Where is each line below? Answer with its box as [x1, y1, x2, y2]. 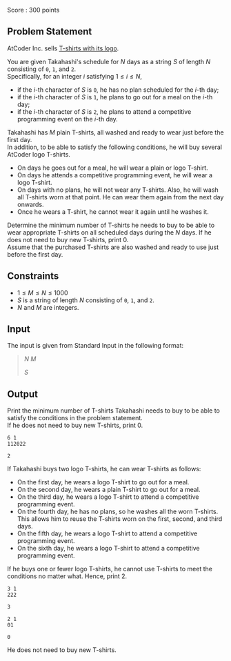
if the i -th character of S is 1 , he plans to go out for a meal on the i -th [17, 92, 213, 101]
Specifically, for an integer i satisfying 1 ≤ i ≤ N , [7, 72, 143, 80]
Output [7, 388, 38, 399]
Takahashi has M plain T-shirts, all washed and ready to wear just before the [7, 128, 224, 137]
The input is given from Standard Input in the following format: [7, 342, 184, 350]
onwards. [17, 200, 44, 208]
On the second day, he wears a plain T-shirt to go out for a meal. [17, 486, 201, 494]
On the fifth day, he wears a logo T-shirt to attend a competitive [17, 529, 198, 537]
